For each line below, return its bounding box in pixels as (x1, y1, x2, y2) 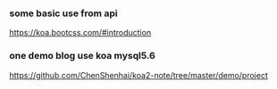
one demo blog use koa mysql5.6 (9, 50, 156, 62)
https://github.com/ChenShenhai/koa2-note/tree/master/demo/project (9, 69, 268, 80)
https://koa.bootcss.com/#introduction (9, 28, 152, 38)
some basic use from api (9, 7, 118, 20)
